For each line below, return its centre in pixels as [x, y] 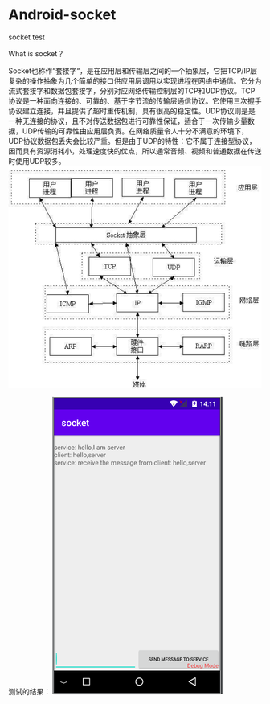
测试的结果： [29, 691]
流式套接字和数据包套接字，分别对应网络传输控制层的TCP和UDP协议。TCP [132, 91]
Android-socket [62, 15]
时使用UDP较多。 [37, 161]
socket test [27, 37]
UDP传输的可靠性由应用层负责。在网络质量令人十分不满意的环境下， [135, 131]
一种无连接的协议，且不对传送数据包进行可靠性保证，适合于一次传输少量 [128, 121]
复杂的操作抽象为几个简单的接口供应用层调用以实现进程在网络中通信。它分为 [135, 80]
